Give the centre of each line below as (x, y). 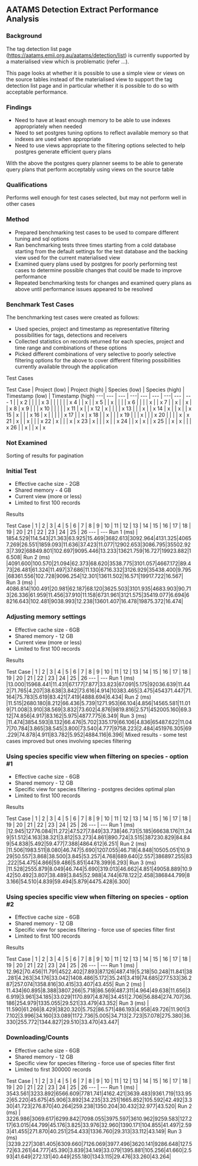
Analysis (23, 19)
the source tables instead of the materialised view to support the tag (89, 79)
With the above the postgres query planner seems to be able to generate (95, 163)
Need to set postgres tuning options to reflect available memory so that (101, 132)
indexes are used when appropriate (58, 139)
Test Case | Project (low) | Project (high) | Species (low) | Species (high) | (95, 389)
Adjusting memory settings (46, 617)
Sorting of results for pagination (45, 455)
